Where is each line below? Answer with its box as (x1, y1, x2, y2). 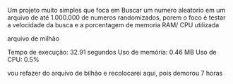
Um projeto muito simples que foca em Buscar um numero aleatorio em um (7, 6, 226, 14)
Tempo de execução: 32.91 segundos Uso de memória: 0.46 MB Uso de (7, 48, 217, 56)
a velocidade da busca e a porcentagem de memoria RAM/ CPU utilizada (7, 21, 220, 29)
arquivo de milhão (7, 34, 60, 43)
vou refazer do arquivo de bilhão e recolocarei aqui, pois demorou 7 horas (7, 69, 223, 77)
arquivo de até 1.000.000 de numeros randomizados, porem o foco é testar (7, 13, 226, 22)
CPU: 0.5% (7, 55, 40, 64)
